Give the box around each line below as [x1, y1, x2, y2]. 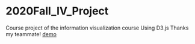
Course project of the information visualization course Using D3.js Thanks [5, 24, 189, 31]
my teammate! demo [5, 30, 57, 37]
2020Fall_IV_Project [5, 4, 109, 18]
